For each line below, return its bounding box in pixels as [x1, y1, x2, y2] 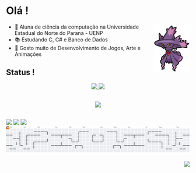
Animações [14, 51, 42, 58]
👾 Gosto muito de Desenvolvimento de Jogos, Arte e [14, 44, 141, 51]
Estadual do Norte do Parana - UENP [14, 29, 103, 36]
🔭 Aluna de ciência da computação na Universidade [14, 23, 139, 30]
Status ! [6, 68, 35, 77]
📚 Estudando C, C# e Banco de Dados [14, 36, 108, 43]
